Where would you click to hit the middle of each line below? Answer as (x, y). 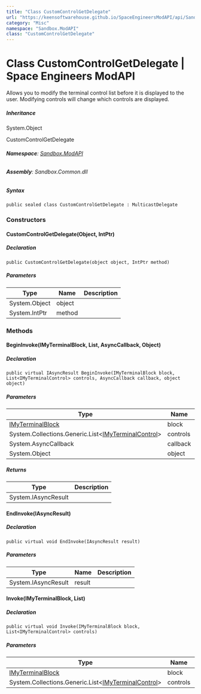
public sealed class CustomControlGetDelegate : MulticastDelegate (92, 205)
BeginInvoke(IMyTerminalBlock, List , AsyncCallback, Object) (84, 345)
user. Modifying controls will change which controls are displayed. (88, 99)
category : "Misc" (28, 23)
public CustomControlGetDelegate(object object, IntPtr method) (88, 262)
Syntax (16, 190)
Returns (16, 470)
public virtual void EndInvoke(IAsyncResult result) (73, 541)
